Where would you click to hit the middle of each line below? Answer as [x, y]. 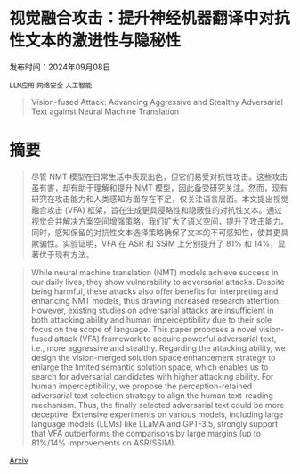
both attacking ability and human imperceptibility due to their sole [151, 319]
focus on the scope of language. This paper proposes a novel [144, 329]
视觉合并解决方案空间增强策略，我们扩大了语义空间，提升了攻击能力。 [160, 221]
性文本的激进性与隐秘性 [95, 41]
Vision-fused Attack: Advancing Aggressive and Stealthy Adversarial [157, 102]
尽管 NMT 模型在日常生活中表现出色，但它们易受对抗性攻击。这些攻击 [159, 176]
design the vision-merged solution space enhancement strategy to [153, 357]
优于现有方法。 [66, 254]
